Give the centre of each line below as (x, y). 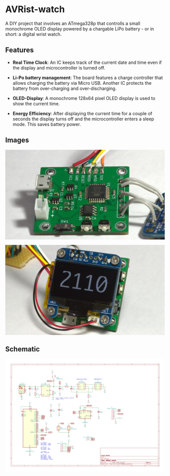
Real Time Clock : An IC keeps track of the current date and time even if (87, 62)
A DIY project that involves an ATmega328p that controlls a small (73, 23)
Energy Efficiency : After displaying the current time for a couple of (82, 113)
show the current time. (36, 104)
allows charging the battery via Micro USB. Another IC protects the (82, 83)
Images (17, 140)
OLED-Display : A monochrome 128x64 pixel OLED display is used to (84, 98)
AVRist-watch (35, 9)
